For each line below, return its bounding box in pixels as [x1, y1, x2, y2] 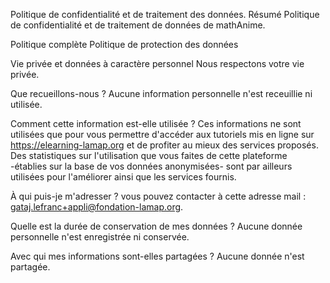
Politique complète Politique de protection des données [10, 39, 239, 50]
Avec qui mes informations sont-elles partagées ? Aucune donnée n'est [10, 250, 305, 262]
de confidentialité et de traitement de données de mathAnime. [10, 19, 266, 31]
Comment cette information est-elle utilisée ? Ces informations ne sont [10, 118, 302, 129]
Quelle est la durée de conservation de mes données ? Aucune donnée [10, 220, 303, 232]
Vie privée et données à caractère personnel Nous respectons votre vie [10, 58, 305, 69]
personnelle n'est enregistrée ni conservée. [10, 231, 190, 243]
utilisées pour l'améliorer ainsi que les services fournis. [10, 171, 237, 183]
